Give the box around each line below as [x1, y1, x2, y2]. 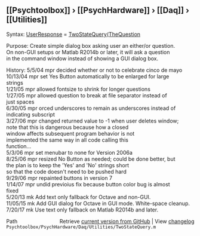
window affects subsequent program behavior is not [6, 130, 135, 137]
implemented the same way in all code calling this [6, 136, 128, 143]
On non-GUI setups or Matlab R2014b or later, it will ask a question [6, 48, 170, 56]
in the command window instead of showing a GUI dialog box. [6, 54, 159, 62]
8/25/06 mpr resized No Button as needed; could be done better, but [6, 155, 176, 163]
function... [6, 142, 32, 149]
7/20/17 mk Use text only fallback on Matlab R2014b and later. [6, 206, 159, 213]
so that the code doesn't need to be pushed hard [6, 168, 127, 175]
